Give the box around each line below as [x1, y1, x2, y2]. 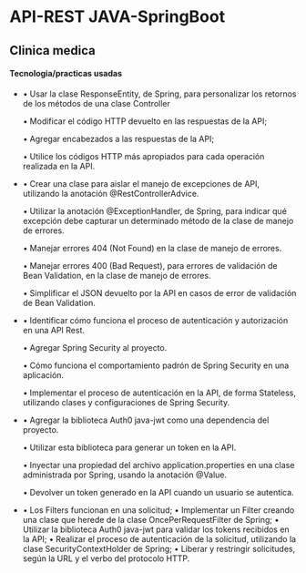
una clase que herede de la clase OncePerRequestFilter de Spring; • [22, 514, 280, 525]
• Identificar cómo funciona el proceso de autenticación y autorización [22, 314, 289, 325]
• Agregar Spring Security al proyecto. [22, 342, 168, 353]
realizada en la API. [22, 160, 96, 171]
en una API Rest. [22, 324, 85, 335]
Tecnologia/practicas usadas [9, 68, 123, 79]
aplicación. [22, 369, 65, 380]
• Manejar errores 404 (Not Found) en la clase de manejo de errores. [22, 242, 282, 253]
